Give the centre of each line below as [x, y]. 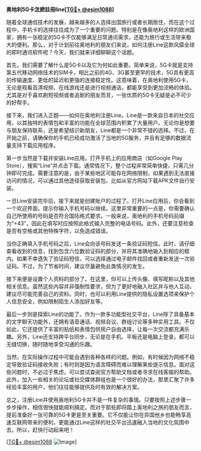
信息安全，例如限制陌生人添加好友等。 [58, 301]
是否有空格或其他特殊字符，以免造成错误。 [59, 231]
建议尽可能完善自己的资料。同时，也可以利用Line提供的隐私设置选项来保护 [98, 294]
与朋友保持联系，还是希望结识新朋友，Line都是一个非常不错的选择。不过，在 [100, 130]
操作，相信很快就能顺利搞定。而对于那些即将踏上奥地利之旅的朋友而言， [106, 407]
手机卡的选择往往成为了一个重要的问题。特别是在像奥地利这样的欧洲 [106, 30]
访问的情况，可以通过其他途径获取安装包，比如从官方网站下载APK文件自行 [98, 180]
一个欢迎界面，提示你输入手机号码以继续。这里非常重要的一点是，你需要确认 [100, 208]
